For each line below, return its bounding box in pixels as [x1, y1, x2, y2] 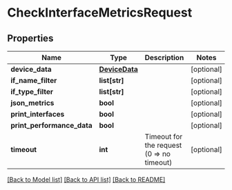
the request [144, 140, 182, 150]
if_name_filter [10, 76, 57, 85]
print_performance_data [10, 121, 93, 130]
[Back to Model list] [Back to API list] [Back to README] [7, 175, 166, 184]
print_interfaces [10, 109, 65, 119]
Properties [7, 32, 54, 44]
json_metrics [10, 98, 55, 108]
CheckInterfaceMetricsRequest [7, 5, 193, 21]
